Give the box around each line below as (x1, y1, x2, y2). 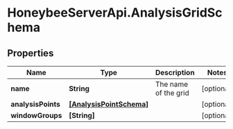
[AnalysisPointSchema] (69, 99, 149, 109)
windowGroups (10, 111, 62, 120)
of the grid (155, 88, 189, 98)
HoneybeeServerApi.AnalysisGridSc (7, 5, 223, 21)
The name (155, 80, 189, 89)
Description (155, 68, 196, 77)
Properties (7, 47, 54, 59)
